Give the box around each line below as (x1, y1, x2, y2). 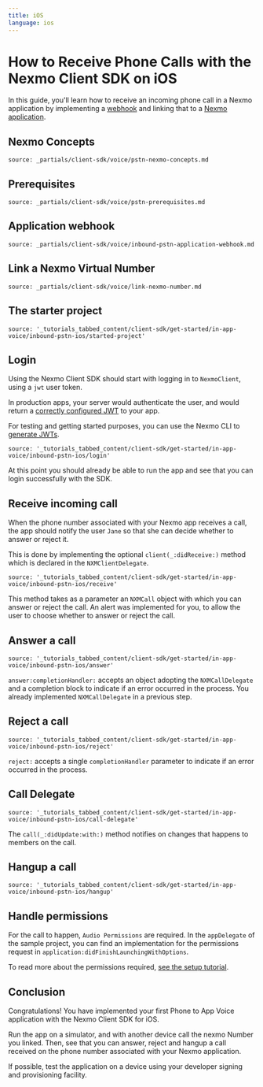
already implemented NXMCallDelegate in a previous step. (8, 692, 192, 701)
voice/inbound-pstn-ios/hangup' (8, 888, 114, 896)
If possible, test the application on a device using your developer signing (8, 1062, 243, 1071)
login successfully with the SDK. (8, 474, 112, 484)
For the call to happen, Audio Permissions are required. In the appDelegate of (8, 930, 255, 940)
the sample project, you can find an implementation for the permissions (8, 939, 239, 948)
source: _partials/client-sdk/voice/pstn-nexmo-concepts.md (8, 156, 210, 164)
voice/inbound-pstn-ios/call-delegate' (8, 815, 139, 823)
